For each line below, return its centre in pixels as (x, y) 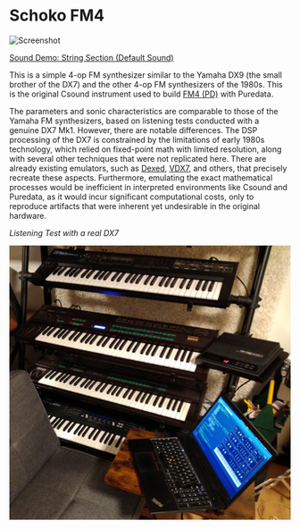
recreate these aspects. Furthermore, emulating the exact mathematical (141, 177)
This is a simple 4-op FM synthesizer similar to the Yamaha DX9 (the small (146, 75)
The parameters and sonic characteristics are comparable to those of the (144, 111)
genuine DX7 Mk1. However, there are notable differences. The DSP (133, 130)
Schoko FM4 (57, 16)
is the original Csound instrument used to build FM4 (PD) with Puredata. (142, 94)
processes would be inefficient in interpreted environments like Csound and (149, 187)
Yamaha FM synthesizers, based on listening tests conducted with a (134, 121)
